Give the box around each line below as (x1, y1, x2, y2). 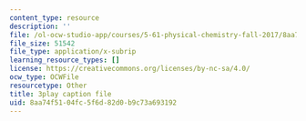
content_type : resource (9, 13, 100, 23)
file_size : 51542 (9, 38, 76, 48)
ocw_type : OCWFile (9, 73, 79, 82)
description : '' (9, 22, 71, 31)
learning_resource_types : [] (9, 55, 120, 65)
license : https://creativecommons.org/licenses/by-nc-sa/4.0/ (9, 65, 250, 74)
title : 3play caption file (9, 89, 112, 98)
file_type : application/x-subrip (9, 47, 137, 56)
